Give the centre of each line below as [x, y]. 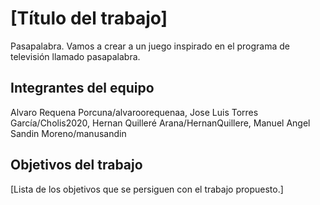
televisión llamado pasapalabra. [75, 56]
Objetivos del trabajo [76, 165]
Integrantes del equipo [82, 88]
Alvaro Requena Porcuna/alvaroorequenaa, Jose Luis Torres [134, 112]
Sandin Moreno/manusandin [68, 133]
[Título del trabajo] [89, 18]
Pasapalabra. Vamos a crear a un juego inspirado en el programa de [150, 46]
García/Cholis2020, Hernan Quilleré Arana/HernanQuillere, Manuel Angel [160, 123]
